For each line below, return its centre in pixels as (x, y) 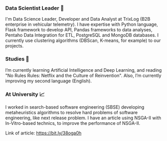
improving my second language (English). (49, 81)
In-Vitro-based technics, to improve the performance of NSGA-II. (73, 123)
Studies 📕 (17, 59)
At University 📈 (25, 94)
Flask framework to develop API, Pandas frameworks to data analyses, (79, 30)
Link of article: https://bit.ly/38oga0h (44, 133)
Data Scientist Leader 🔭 (35, 8)
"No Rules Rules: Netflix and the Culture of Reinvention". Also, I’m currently (83, 75)
